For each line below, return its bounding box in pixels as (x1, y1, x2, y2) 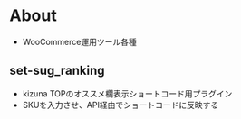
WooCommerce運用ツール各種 (22, 36, 138, 47)
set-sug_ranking (9, 63, 105, 78)
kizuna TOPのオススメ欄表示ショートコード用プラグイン (22, 87, 233, 99)
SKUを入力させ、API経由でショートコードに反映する (22, 99, 219, 110)
